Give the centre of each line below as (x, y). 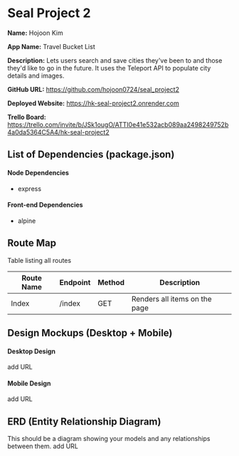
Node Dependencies (38, 172)
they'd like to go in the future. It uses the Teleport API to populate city (109, 68)
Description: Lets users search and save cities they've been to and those (115, 60)
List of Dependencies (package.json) (91, 155)
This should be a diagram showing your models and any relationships (109, 439)
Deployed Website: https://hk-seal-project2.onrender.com (93, 103)
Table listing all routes (39, 260)
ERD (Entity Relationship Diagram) (84, 421)
